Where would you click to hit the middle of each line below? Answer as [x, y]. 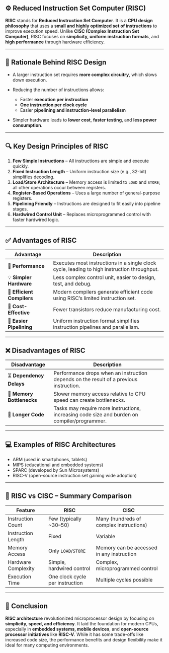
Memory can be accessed [126, 547]
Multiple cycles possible [124, 579]
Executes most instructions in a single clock [105, 263]
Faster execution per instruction [54, 99]
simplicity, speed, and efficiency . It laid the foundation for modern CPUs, [82, 623]
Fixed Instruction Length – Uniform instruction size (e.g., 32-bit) [79, 172]
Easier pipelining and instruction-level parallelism [73, 110]
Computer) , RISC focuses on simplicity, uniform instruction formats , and [82, 36]
